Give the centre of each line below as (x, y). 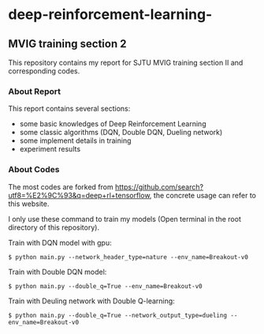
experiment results (50, 149)
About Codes (34, 170)
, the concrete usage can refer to (203, 195)
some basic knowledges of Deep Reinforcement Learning (113, 124)
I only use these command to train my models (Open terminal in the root (125, 219)
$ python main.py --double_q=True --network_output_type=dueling (117, 315)
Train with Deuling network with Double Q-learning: (91, 301)
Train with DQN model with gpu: (60, 242)
